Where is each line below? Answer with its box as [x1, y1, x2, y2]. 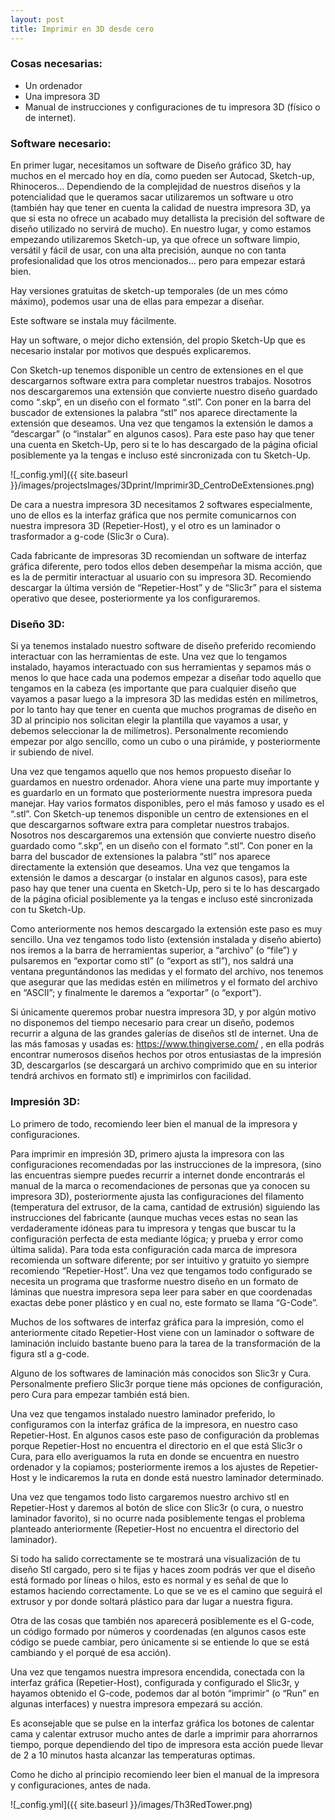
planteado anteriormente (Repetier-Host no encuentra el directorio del [10, 1522, 300, 1535]
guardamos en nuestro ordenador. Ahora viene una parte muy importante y [10, 776, 320, 788]
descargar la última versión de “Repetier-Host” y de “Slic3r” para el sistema [10, 582, 322, 594]
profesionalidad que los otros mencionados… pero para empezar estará [10, 255, 306, 267]
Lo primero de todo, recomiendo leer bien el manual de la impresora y [10, 1117, 298, 1130]
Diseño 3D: [10, 617, 66, 631]
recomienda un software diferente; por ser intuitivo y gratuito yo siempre [10, 1254, 310, 1266]
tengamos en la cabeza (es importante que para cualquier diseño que [10, 682, 297, 695]
